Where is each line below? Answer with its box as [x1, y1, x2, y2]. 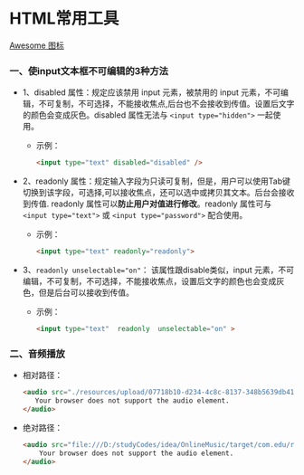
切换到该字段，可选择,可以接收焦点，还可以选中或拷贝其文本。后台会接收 [22, 187, 295, 198]
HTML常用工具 [9, 8, 119, 29]
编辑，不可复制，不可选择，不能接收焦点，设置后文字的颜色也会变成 [22, 275, 277, 286]
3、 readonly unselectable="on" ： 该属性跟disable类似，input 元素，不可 [22, 264, 294, 275]
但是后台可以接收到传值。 [38, 287, 134, 298]
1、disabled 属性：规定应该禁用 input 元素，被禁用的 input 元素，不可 [22, 87, 281, 98]
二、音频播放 [9, 347, 66, 360]
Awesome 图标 [9, 40, 65, 51]
